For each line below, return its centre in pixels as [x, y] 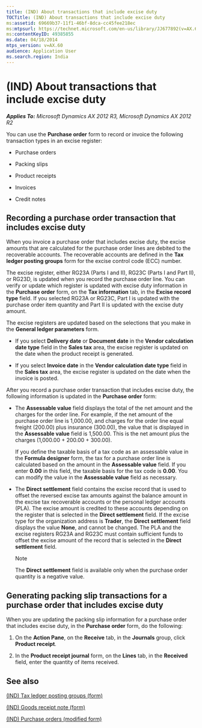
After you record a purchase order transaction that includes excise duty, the [100, 390]
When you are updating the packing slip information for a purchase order [96, 619]
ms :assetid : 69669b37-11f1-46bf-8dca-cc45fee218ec [71, 23]
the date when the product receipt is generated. [74, 354]
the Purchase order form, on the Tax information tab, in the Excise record [99, 292]
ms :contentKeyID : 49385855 [40, 34]
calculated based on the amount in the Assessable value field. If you [100, 464]
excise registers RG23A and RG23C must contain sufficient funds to [99, 534]
